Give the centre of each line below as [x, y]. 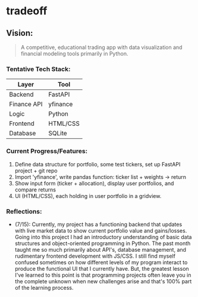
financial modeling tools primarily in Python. [74, 54]
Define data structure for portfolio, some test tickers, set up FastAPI [98, 164]
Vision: [20, 33]
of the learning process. [44, 287]
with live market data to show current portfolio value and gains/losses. [101, 230]
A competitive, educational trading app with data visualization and [101, 47]
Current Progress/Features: [47, 151]
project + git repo [36, 171]
